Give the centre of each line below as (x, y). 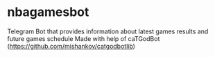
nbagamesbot (48, 12)
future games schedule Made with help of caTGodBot (84, 38)
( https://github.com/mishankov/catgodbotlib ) (71, 46)
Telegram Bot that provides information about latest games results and (108, 31)
